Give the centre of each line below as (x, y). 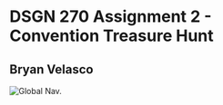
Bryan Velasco (51, 69)
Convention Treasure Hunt (111, 36)
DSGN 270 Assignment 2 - (111, 17)
